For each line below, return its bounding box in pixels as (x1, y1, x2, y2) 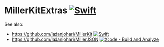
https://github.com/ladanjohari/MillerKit (11, 31, 93, 37)
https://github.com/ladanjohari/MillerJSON (11, 36, 99, 42)
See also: (4, 21, 24, 27)
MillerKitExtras (4, 5, 68, 16)
